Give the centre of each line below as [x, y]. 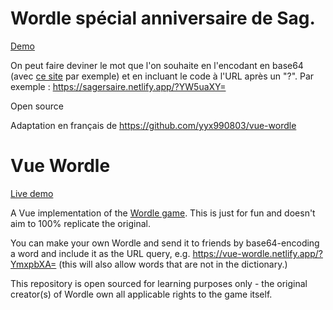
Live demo [32, 193]
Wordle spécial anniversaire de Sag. [163, 18]
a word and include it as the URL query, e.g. [100, 253]
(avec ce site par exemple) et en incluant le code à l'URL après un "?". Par [162, 76]
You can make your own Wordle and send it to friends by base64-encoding [165, 243]
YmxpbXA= [33, 264]
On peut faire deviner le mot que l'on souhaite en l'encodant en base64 [157, 65]
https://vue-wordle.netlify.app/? [257, 253]
